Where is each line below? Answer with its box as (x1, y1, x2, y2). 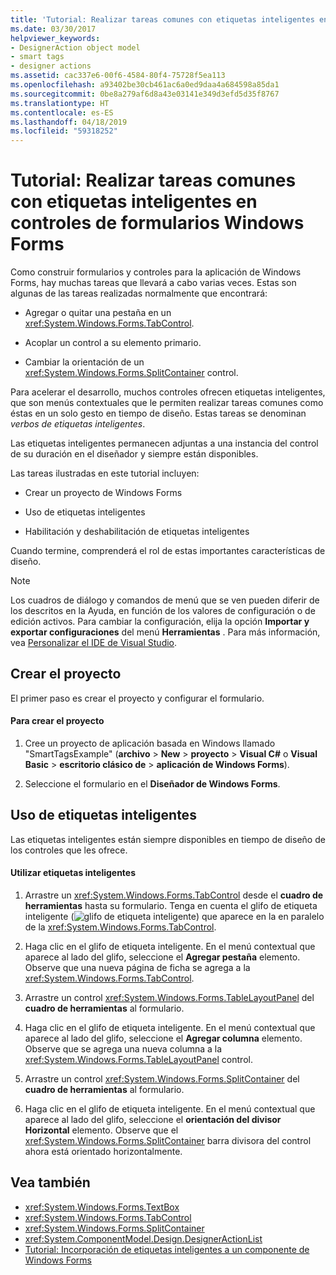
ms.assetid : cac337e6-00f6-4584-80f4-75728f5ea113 (10, 71, 226, 81)
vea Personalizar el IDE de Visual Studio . (10, 637, 178, 649)
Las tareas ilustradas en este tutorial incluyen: (10, 467, 200, 480)
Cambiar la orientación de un (24, 356, 145, 368)
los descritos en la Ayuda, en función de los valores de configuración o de (10, 605, 316, 617)
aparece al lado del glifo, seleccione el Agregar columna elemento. (24, 1032, 303, 1045)
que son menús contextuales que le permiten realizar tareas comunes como (10, 397, 324, 409)
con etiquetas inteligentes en (10, 191, 258, 213)
